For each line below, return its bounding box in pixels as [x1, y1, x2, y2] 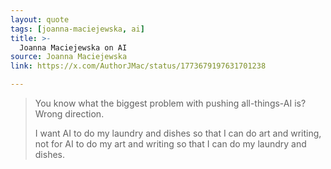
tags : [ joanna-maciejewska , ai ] [10, 24, 145, 34]
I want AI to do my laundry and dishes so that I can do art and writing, [34, 127, 322, 139]
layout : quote [10, 14, 70, 25]
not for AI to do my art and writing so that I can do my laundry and [34, 138, 307, 150]
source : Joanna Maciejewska [10, 52, 128, 62]
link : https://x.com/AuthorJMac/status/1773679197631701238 [10, 61, 267, 71]
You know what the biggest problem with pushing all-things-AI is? [34, 97, 307, 109]
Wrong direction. [34, 108, 105, 120]
